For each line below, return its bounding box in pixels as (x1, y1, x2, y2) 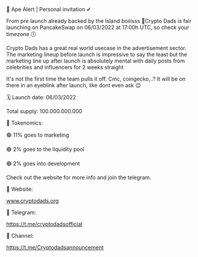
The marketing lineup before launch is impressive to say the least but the (6, 51, 187, 58)
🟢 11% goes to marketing (6, 131, 69, 138)
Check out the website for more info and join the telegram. (6, 174, 152, 181)
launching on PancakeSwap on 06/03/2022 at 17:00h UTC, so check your (6, 24, 190, 31)
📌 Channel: (6, 232, 34, 239)
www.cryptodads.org (6, 197, 59, 204)
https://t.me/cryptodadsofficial (6, 220, 83, 228)
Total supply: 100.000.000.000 (6, 108, 83, 114)
